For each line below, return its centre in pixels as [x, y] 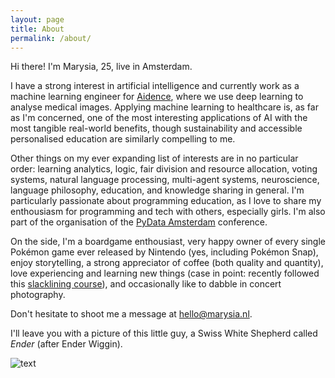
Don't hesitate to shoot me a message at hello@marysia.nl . [131, 314]
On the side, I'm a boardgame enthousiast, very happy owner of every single [168, 242]
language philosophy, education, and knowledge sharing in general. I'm [157, 190]
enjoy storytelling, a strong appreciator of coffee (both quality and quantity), [167, 263]
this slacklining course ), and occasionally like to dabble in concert [146, 284]
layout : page [37, 19]
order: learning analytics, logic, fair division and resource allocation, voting [164, 169]
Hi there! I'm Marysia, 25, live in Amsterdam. [101, 67]
